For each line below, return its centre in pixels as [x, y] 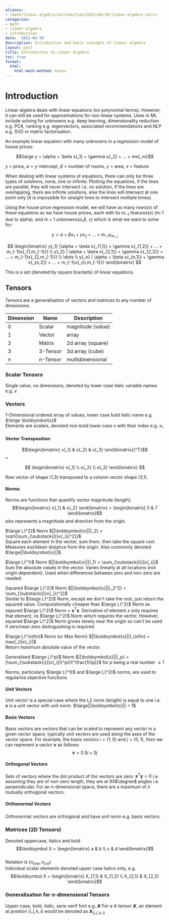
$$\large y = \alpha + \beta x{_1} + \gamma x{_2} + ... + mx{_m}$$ [85, 156]
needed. [14, 578]
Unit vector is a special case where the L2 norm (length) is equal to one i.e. [83, 700]
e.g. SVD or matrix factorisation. [39, 131]
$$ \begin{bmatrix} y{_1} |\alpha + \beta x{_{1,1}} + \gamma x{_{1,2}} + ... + [85, 246]
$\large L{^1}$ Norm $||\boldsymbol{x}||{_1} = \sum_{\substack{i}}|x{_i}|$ [82, 562]
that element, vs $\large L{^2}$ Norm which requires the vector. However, [82, 616]
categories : [18, 19]
